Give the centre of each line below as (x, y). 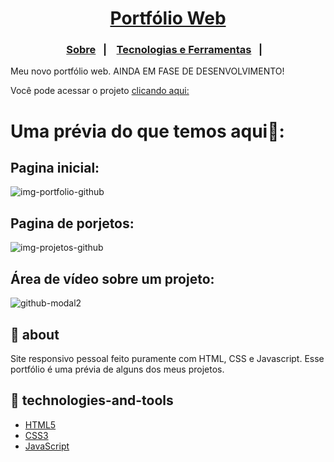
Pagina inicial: (55, 168)
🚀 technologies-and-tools (92, 400)
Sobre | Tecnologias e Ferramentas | (164, 50)
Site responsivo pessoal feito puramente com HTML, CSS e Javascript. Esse (167, 358)
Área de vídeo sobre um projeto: (112, 278)
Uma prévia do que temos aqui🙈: (147, 131)
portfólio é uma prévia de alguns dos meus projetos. (117, 369)
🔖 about (35, 334)
